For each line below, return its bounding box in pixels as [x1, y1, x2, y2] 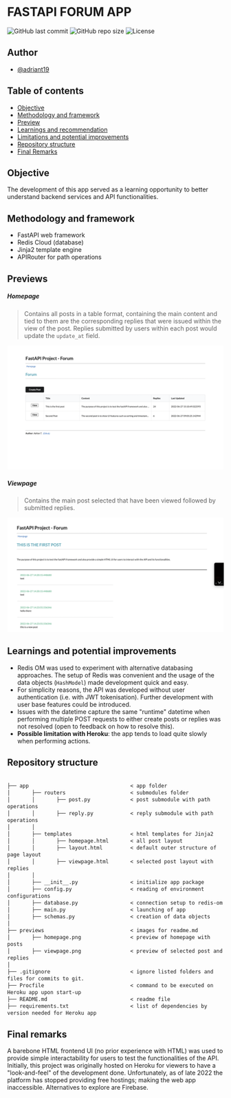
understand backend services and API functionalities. [7, 193, 159, 201]
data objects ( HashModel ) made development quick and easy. [16, 678, 189, 686]
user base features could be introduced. [16, 700, 131, 708]
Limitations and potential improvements [16, 132, 129, 141]
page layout [7, 852, 41, 858]
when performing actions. [16, 737, 91, 745]
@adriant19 [16, 65, 49, 73]
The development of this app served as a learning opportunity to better [7, 185, 208, 193]
